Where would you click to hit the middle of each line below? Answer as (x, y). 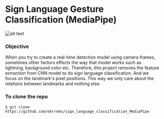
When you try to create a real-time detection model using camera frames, (80, 57)
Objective (17, 46)
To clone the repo (27, 97)
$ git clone (17, 107)
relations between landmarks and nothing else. (53, 84)
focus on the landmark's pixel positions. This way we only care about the (80, 79)
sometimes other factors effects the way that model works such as (73, 63)
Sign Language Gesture (55, 9)
